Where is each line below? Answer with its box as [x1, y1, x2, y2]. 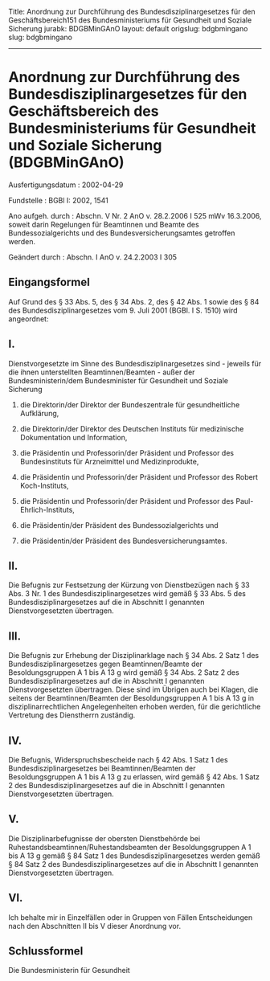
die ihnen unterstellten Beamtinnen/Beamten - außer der [8, 367, 195, 377]
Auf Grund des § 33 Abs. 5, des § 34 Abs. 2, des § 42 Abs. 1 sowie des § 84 [8, 296, 260, 306]
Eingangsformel [8, 276, 90, 289]
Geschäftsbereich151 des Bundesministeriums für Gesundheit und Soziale [8, 15, 252, 25]
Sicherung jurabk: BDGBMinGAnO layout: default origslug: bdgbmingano [8, 24, 248, 33]
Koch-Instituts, [19, 480, 69, 490]
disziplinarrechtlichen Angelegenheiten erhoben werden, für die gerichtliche [8, 702, 261, 712]
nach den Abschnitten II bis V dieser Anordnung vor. [8, 921, 182, 930]
